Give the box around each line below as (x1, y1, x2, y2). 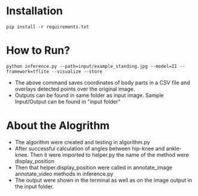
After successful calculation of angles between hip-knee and (14, 145, 165, 152)
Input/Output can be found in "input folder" (14, 98, 121, 105)
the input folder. (14, 183, 54, 190)
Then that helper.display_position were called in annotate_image (14, 164, 173, 171)
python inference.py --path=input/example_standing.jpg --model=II (6, 63, 178, 69)
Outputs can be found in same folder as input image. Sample (14, 91, 164, 99)
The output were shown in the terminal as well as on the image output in (14, 176, 193, 183)
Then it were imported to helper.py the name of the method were (30, 151, 189, 158)
